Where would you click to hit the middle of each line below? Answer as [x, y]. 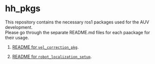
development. [19, 27]
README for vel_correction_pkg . [45, 47]
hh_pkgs [23, 9]
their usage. [17, 38]
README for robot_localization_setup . [52, 56]
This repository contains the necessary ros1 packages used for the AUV [77, 22]
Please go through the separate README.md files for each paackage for [77, 32]
